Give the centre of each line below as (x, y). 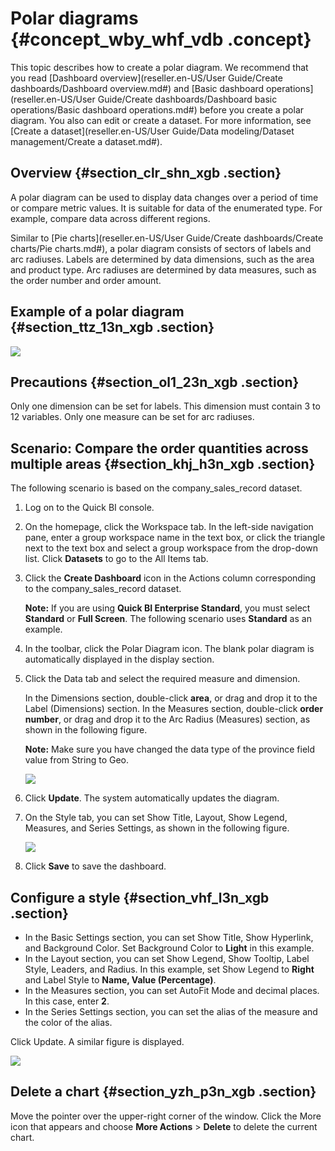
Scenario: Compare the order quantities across (159, 448)
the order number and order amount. (86, 280)
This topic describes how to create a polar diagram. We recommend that (159, 67)
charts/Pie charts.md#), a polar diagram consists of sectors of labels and (161, 248)
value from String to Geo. (77, 760)
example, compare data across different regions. (110, 218)
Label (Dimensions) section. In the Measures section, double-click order (174, 709)
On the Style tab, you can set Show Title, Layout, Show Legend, (156, 818)
